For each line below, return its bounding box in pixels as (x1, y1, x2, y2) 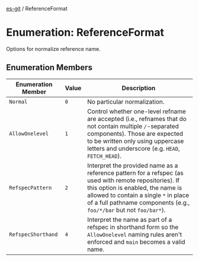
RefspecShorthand (9, 231, 58, 238)
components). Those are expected (86, 129, 184, 138)
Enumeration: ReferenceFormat (6, 26, 165, 39)
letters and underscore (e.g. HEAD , (86, 144, 180, 152)
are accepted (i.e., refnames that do (86, 114, 187, 123)
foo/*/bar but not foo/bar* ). (86, 206, 166, 214)
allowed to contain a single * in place (86, 191, 190, 199)
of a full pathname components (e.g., (86, 198, 190, 206)
